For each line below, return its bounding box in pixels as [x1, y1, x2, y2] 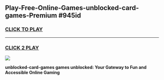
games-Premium [5, 12, 57, 20]
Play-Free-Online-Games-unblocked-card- [5, 4, 139, 12]
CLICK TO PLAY [5, 26, 43, 33]
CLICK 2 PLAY [5, 44, 39, 51]
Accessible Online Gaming [5, 69, 60, 75]
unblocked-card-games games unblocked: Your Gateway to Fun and [5, 64, 147, 70]
